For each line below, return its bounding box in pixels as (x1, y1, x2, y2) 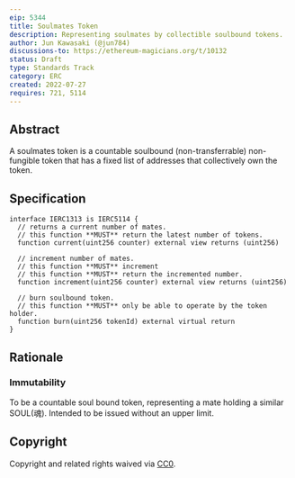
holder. (9, 310, 39, 319)
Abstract (9, 122, 60, 137)
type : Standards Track (9, 64, 94, 73)
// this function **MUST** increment (17, 262, 159, 271)
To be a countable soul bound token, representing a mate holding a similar (9, 397, 284, 408)
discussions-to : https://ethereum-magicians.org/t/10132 (9, 47, 228, 56)
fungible (9, 155, 40, 167)
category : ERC (9, 72, 63, 81)
